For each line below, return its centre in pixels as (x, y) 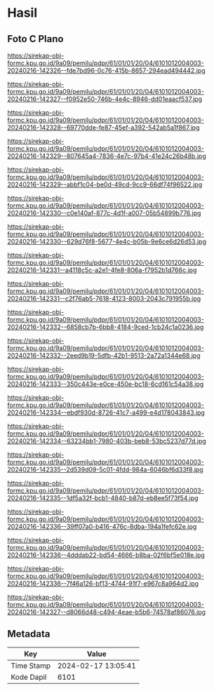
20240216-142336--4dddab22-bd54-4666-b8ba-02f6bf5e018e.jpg (106, 555)
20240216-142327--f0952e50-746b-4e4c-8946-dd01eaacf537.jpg (105, 99)
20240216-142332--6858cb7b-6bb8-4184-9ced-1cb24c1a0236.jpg (106, 327)
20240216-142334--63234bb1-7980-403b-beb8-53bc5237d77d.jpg (107, 441)
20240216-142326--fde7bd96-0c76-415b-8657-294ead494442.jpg (106, 71)
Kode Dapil (29, 677)
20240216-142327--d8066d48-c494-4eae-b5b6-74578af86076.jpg (106, 612)
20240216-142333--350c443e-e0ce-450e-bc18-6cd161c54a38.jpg (106, 384)
